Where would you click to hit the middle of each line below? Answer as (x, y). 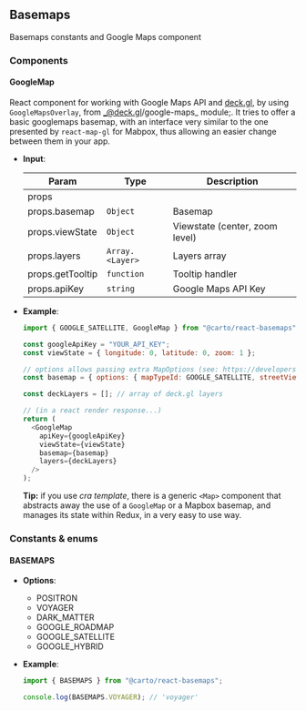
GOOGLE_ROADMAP (75, 627)
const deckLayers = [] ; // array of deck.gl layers (122, 394)
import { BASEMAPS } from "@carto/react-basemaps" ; (122, 681)
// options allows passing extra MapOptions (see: (121, 369)
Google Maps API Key (219, 289)
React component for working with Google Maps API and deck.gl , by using (149, 102)
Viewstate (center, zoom (225, 226)
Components (39, 60)
